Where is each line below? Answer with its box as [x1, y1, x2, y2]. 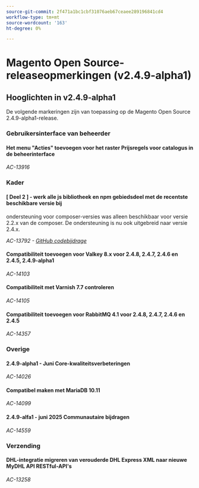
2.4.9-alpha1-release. [6, 114, 59, 122]
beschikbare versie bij [6, 199, 62, 207]
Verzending [6, 442, 40, 450]
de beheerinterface [6, 150, 55, 158]
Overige [6, 345, 30, 354]
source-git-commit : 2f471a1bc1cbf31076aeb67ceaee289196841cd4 [6, 8, 163, 15]
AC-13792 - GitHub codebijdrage [6, 237, 87, 244]
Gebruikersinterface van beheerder [6, 129, 111, 137]
